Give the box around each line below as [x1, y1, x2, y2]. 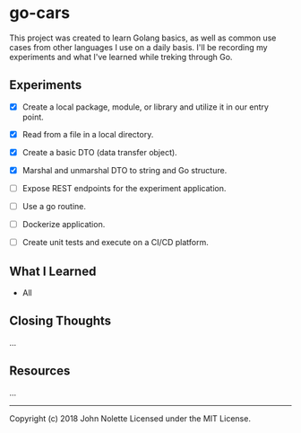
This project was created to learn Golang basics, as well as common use [9, 32, 277, 43]
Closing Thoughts [9, 314, 112, 329]
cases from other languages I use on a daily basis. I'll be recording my [9, 41, 268, 52]
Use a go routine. [21, 201, 87, 212]
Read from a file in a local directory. [21, 128, 154, 139]
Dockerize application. [21, 219, 106, 230]
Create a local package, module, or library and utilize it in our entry [21, 102, 269, 112]
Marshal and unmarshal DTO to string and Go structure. [21, 164, 228, 175]
